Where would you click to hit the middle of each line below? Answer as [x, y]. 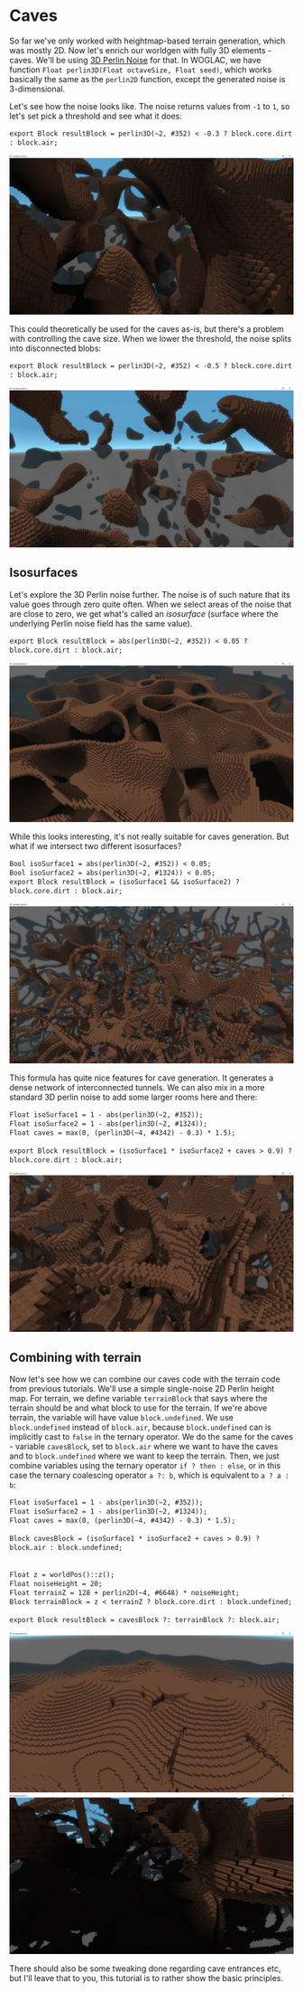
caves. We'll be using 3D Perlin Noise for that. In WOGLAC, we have [135, 60]
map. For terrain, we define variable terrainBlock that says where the [138, 1399]
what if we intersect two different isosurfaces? [96, 846]
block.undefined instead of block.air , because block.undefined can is [141, 1427]
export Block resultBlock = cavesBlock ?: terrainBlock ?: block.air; [145, 1620]
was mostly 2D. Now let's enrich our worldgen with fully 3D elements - [141, 50]
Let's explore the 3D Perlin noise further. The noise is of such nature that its [150, 594]
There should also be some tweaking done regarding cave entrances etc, [145, 1968]
